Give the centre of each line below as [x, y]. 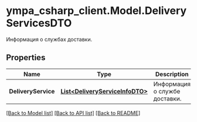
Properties [26, 57]
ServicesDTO [39, 23]
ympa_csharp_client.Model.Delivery [96, 11]
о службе [167, 91]
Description [172, 74]
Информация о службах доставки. [49, 39]
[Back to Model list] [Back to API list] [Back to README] [73, 113]
